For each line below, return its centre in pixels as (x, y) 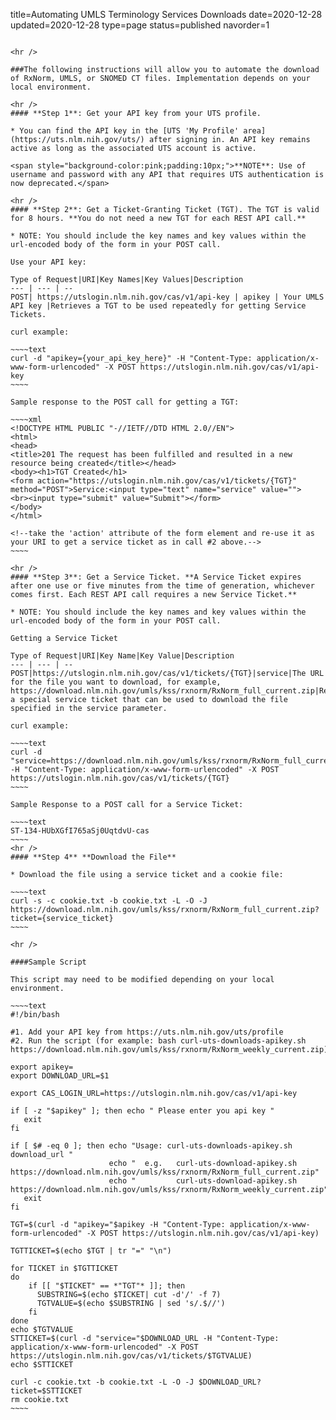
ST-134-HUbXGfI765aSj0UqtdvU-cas (80, 831)
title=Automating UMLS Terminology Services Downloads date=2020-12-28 (166, 14)
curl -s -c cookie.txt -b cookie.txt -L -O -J (109, 901)
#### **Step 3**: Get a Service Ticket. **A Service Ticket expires (156, 577)
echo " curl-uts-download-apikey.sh (203, 1181)
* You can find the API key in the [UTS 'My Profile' (125, 131)
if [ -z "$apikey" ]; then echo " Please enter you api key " (142, 1111)
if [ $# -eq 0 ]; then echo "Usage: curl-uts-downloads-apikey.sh (151, 1146)
